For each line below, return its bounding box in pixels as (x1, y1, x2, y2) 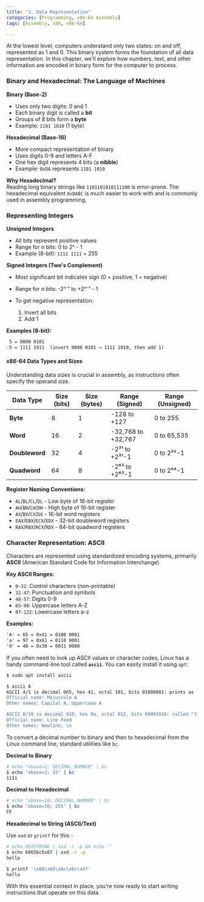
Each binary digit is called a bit (15, 109, 92, 116)
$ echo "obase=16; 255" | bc (6, 803, 80, 809)
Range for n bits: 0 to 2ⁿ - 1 (15, 243, 83, 250)
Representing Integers (6, 211, 74, 220)
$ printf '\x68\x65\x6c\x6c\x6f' (6, 865, 91, 872)
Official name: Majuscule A (6, 694, 78, 701)
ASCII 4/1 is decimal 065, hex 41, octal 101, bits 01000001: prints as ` (6, 689, 200, 695)
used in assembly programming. (6, 196, 87, 203)
